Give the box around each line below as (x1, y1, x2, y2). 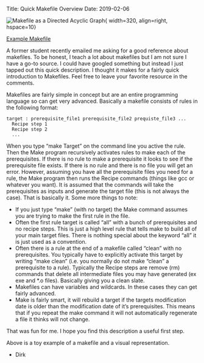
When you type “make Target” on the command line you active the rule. (6, 142, 186, 150)
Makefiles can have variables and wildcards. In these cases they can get (15, 283, 197, 291)
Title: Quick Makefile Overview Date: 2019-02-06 (6, 5, 130, 12)
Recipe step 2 (12, 126, 47, 133)
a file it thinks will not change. (15, 316, 90, 323)
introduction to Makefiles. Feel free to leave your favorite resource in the (6, 73, 188, 80)
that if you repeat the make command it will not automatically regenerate (15, 309, 197, 316)
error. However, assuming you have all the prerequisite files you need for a (6, 168, 193, 175)
